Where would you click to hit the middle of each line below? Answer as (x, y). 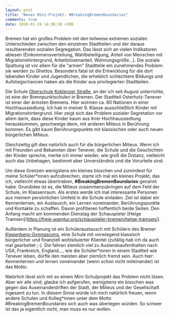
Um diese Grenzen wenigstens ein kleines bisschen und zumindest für (79, 171)
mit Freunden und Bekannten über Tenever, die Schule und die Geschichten (84, 150)
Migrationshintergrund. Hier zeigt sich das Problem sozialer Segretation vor (84, 113)
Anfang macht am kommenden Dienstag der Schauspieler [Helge (73, 214)
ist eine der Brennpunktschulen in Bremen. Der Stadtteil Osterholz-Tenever (83, 97)
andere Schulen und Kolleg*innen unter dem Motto (58, 298)
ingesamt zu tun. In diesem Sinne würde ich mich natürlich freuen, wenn (81, 293)
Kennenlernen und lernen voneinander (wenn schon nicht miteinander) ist (82, 262)
